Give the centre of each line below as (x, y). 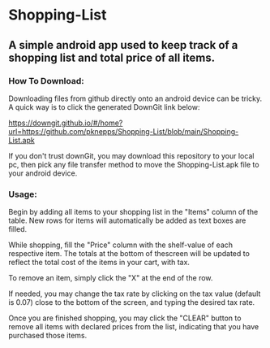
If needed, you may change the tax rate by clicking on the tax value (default (135, 294)
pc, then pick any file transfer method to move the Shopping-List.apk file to (134, 164)
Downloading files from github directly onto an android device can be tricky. (135, 98)
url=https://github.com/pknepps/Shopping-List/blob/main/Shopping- (124, 131)
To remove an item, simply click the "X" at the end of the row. (111, 278)
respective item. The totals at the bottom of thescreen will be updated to (129, 254)
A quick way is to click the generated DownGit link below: (104, 107)
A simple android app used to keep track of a (123, 45)
